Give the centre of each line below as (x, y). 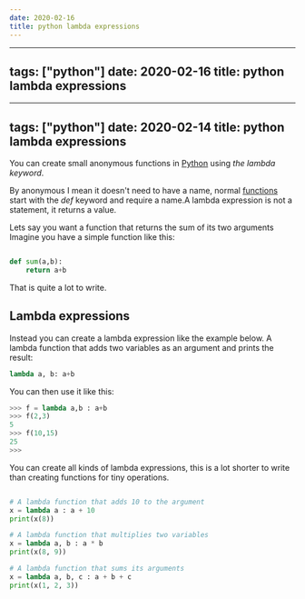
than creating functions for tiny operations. (89, 477)
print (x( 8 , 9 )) (38, 552)
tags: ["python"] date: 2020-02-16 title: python (147, 71)
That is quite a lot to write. (58, 287)
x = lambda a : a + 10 (52, 510)
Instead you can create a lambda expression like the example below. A (141, 338)
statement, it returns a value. (63, 210)
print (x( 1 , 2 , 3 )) (44, 585)
